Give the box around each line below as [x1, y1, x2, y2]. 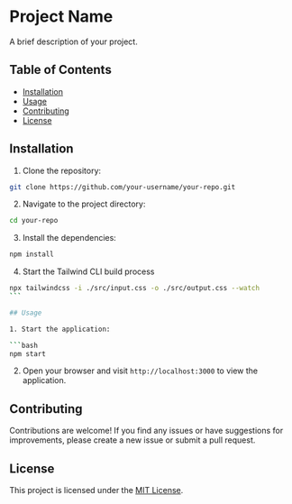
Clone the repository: [22, 165, 102, 176]
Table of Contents [9, 62, 113, 78]
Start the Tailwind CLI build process [22, 266, 155, 277]
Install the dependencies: [22, 233, 117, 243]
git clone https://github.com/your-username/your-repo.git [9, 182, 236, 191]
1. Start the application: [9, 325, 111, 334]
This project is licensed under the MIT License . [9, 485, 184, 496]
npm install [9, 250, 54, 259]
